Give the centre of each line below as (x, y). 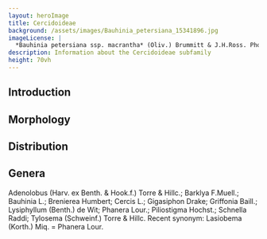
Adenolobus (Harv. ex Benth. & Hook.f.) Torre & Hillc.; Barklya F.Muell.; (124, 193)
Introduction (40, 92)
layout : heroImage (39, 16)
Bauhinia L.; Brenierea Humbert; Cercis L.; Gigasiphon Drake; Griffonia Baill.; (133, 201)
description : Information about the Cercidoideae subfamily (110, 53)
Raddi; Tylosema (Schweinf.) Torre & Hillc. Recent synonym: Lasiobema (125, 218)
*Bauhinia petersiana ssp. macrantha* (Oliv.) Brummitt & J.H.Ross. (131, 45)
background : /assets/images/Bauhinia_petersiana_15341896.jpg (113, 30)
